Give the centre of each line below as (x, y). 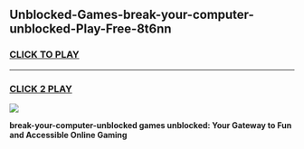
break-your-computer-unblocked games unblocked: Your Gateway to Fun (151, 125)
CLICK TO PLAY (44, 55)
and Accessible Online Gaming (68, 135)
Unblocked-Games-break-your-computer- (132, 15)
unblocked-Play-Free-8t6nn (90, 29)
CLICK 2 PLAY (41, 88)
